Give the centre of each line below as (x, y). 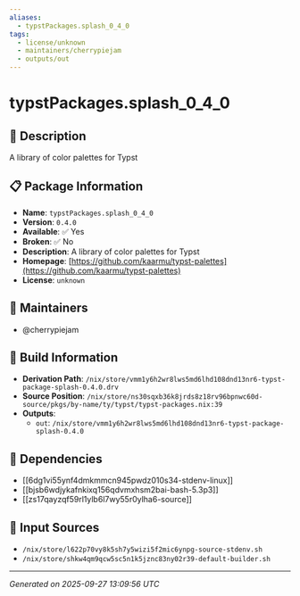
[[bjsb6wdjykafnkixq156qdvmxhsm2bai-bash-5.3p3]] (120, 490)
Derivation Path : (53, 379)
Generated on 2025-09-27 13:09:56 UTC (84, 584)
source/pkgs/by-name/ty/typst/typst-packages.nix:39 (122, 405)
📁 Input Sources (54, 527)
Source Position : (53, 396)
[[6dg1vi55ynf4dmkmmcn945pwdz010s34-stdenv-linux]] (128, 480)
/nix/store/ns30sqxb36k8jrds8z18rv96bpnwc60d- (175, 397)
